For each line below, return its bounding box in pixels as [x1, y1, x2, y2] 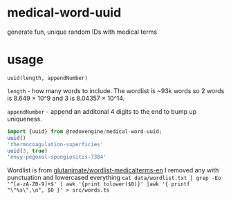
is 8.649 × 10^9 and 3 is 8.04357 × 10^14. [7, 94, 125, 102]
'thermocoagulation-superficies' [7, 141, 104, 148]
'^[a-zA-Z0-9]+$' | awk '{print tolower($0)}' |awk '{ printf [7, 181, 190, 188]
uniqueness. [7, 114, 43, 123]
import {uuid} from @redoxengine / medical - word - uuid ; [7, 128, 163, 135]
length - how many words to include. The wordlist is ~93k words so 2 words [7, 86, 225, 94]
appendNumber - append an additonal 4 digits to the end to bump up [7, 107, 197, 115]
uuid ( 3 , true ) [7, 147, 48, 154]
